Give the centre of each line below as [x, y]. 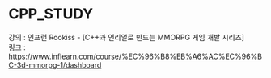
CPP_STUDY [51, 14]
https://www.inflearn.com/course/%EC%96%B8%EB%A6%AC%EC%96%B [135, 56]
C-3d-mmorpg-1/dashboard [55, 64]
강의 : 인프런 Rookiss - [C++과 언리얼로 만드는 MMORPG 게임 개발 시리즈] [127, 37]
